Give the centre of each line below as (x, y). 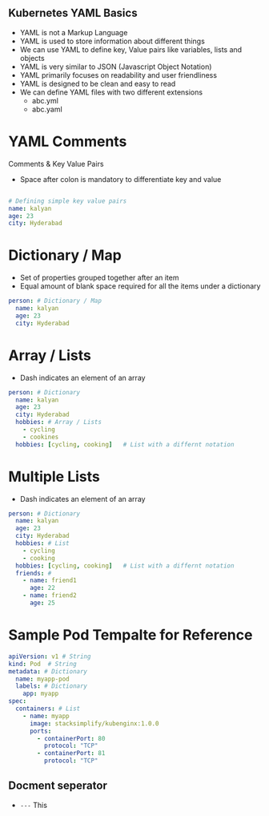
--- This (34, 805)
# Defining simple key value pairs (68, 201)
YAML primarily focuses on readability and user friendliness (118, 75)
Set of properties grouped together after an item (99, 278)
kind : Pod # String (43, 664)
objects (32, 58)
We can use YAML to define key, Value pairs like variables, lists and (131, 49)
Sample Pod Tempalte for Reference (130, 635)
